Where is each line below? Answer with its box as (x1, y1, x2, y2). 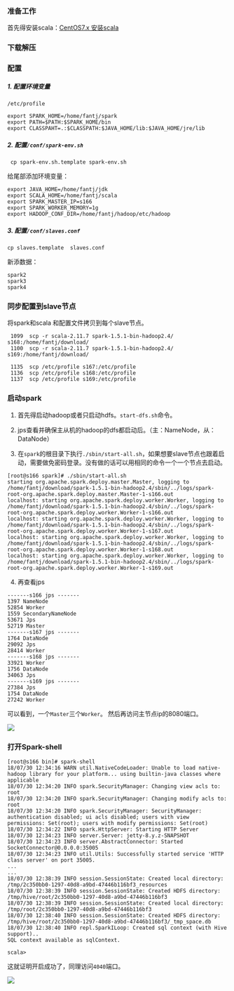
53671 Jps (7, 616, 36, 623)
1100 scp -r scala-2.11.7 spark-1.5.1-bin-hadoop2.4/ (10, 345, 174, 352)
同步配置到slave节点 (7, 301, 76, 311)
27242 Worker (7, 696, 46, 704)
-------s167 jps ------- (7, 628, 80, 635)
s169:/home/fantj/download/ (7, 351, 90, 358)
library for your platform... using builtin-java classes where (29, 770, 221, 777)
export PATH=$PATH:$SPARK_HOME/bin (7, 119, 111, 126)
